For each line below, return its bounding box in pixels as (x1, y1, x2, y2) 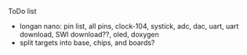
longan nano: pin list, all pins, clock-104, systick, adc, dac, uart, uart (19, 22, 239, 30)
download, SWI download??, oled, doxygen (19, 30, 159, 39)
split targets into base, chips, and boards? (19, 38, 155, 47)
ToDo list (8, 7, 37, 15)
